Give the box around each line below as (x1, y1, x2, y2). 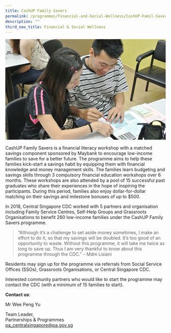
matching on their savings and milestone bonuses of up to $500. (5, 193, 141, 200)
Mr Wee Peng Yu (5, 301, 41, 308)
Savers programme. (5, 219, 47, 226)
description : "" (5, 19, 40, 24)
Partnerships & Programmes (5, 317, 65, 323)
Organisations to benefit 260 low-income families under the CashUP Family (5, 214, 163, 220)
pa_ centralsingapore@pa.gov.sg (5, 322, 73, 328)
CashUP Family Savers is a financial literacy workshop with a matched (5, 145, 153, 151)
